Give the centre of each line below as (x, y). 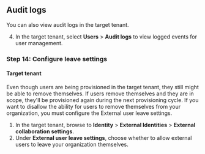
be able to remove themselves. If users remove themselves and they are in (100, 94)
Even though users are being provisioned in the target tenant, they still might (102, 87)
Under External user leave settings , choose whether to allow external (103, 137)
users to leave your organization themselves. (72, 144)
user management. (39, 43)
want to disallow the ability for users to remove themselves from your (94, 106)
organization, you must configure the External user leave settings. (89, 113)
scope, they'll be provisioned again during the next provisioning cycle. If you (102, 100)
